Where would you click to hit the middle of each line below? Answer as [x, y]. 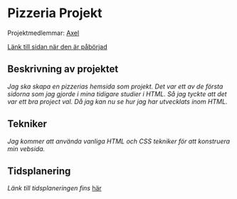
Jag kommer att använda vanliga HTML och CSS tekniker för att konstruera [118, 141]
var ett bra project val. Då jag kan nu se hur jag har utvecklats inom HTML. [117, 101]
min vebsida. [26, 148]
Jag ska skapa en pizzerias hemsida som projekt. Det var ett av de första [115, 86]
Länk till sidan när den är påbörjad [57, 46]
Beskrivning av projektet [63, 69]
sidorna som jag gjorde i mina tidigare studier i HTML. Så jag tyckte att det [117, 93]
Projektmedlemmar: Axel [43, 33]
